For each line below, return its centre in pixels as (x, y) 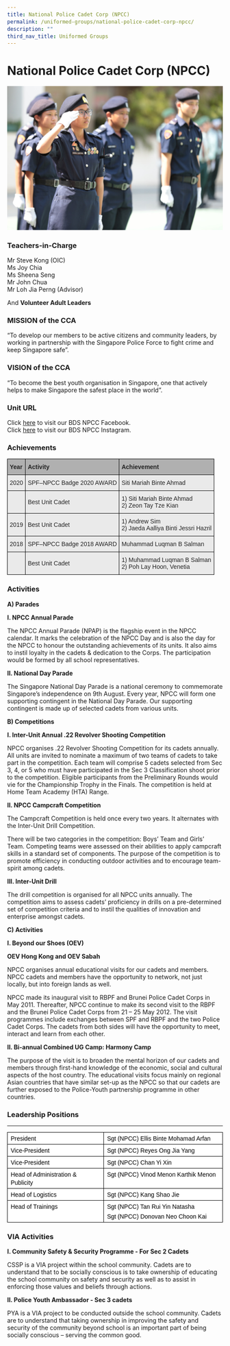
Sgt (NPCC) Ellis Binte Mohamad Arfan (159, 1138)
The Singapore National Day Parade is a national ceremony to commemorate (115, 686)
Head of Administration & (44, 1174)
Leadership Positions (43, 1114)
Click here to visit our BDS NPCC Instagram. (69, 430)
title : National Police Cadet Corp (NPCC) (68, 14)
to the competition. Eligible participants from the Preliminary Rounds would (113, 777)
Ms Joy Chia (25, 268)
